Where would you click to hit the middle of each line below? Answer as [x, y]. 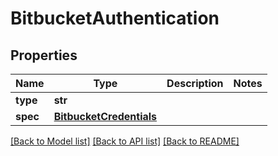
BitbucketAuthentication [115, 18]
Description [195, 83]
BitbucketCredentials [105, 116]
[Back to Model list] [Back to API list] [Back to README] [125, 141]
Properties [44, 55]
